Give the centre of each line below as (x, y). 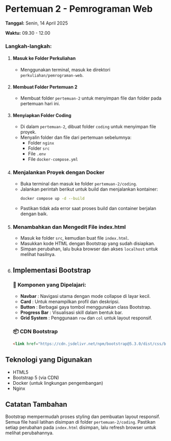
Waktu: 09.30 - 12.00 (28, 33)
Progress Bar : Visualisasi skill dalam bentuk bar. (72, 312)
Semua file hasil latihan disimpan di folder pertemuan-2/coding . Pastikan (80, 422)
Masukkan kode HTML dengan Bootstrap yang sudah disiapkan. (88, 243)
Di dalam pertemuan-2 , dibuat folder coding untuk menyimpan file (88, 127)
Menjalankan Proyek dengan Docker (58, 173)
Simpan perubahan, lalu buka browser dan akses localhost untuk (89, 249)
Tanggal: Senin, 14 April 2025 (36, 23)
